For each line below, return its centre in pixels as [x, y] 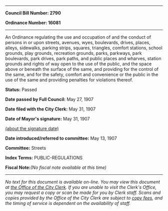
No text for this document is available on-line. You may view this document [82, 182]
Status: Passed [21, 89]
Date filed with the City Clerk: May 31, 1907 [50, 109]
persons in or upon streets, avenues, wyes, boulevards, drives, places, [78, 42]
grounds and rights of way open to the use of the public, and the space [78, 64]
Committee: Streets [26, 148]
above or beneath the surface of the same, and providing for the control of [82, 69]
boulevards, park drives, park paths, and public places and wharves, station [83, 59]
